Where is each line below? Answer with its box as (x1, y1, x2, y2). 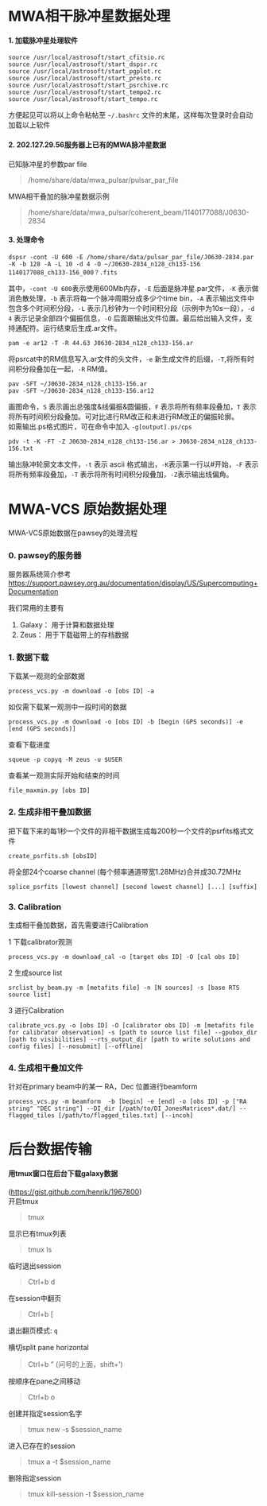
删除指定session (8, 1473, 62, 1483)
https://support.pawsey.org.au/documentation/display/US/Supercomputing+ (8, 578, 258, 588)
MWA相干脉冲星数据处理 (8, 7, 171, 25)
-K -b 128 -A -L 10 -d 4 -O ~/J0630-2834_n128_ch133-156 (8, 260, 201, 268)
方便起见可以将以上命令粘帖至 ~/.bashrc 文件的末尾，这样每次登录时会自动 (8, 111, 253, 120)
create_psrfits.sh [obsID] (8, 852, 98, 860)
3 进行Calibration (8, 1005, 64, 1015)
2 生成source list (8, 968, 63, 977)
